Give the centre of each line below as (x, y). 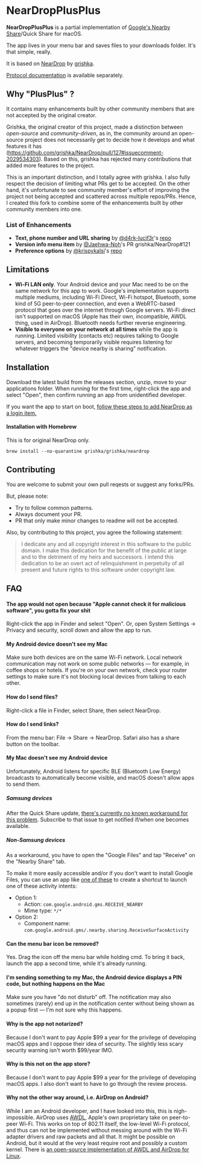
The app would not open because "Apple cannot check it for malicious (96, 604)
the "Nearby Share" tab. (36, 862)
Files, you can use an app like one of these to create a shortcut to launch (96, 880)
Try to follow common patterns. (54, 507)
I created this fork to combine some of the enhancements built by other (95, 202)
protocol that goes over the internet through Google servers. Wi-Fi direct (105, 310)
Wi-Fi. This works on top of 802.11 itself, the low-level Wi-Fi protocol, (104, 1124)
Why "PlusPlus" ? (40, 94)
